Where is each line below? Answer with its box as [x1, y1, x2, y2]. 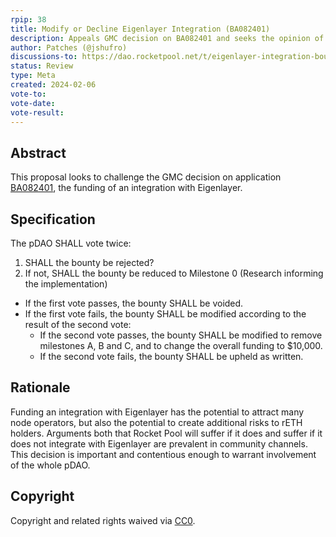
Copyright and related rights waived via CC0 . [10, 514, 196, 526]
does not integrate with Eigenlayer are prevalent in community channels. [10, 437, 308, 450]
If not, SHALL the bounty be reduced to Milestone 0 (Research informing [24, 267, 324, 279]
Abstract [10, 144, 67, 161]
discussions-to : [10, 52, 78, 62]
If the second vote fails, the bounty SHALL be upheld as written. [39, 351, 304, 362]
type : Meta [10, 71, 56, 81]
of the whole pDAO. [10, 459, 91, 471]
